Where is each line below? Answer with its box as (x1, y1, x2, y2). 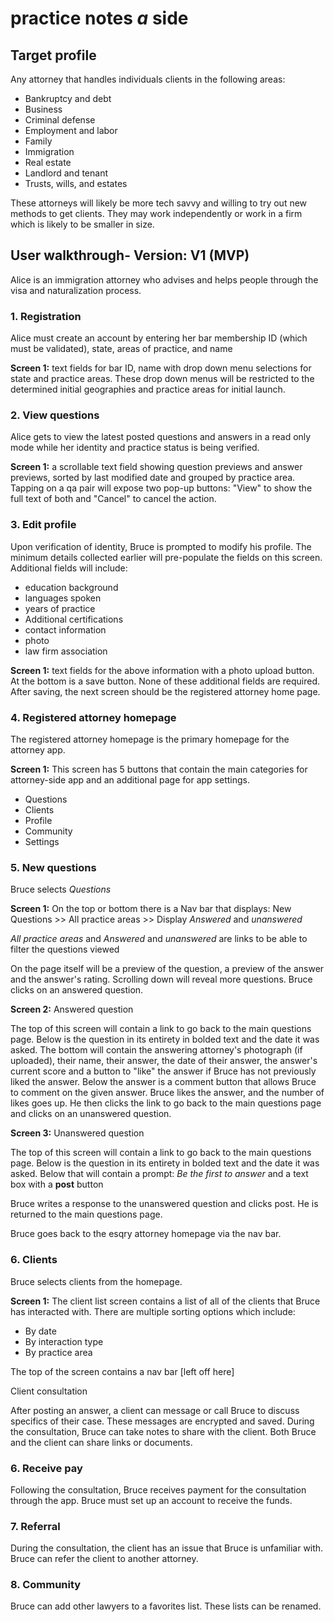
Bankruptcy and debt (24, 93, 112, 104)
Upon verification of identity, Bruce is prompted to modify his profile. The (10, 540, 312, 552)
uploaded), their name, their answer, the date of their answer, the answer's (10, 1055, 318, 1067)
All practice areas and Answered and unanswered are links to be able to (10, 933, 308, 945)
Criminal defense (24, 114, 96, 126)
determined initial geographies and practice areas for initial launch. (10, 383, 286, 396)
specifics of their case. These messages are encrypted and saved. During (10, 1415, 315, 1427)
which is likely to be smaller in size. (10, 218, 155, 230)
